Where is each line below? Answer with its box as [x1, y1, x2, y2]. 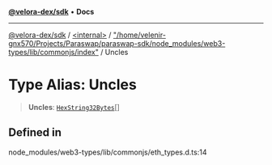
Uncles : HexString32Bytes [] [28, 102, 120, 112]
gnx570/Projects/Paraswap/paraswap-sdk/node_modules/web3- [8, 39, 226, 48]
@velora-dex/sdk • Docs [8, 7, 95, 16]
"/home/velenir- [113, 30, 166, 40]
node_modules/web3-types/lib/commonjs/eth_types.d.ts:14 [8, 147, 207, 157]
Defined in [8, 125, 62, 140]
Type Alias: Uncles [8, 76, 138, 94]
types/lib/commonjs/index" [8, 48, 99, 57]
